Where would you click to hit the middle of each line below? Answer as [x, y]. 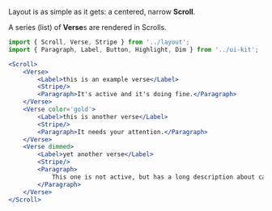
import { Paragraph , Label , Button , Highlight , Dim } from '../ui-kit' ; [134, 49]
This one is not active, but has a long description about [153, 177]
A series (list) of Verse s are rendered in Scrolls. [88, 27]
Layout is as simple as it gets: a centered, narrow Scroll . [102, 12]
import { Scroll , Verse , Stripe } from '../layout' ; [99, 42]
